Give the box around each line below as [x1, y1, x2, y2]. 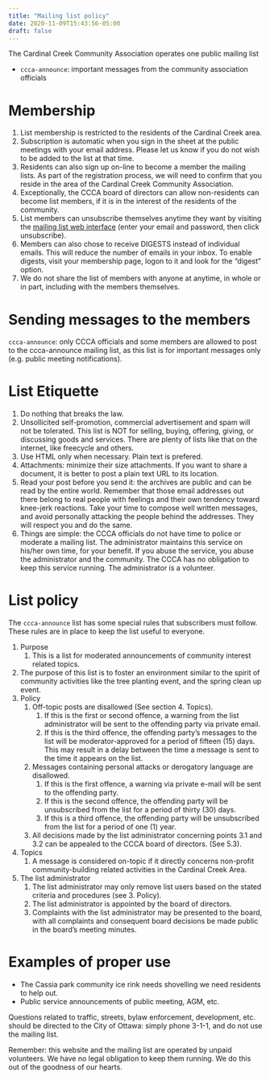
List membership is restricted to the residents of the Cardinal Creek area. [19, 128, 262, 138]
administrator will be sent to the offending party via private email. [44, 719, 261, 729]
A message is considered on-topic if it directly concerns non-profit [31, 856, 255, 866]
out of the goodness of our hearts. [8, 1062, 123, 1072]
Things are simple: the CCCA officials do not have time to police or [19, 529, 242, 538]
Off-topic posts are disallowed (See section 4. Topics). [31, 702, 214, 712]
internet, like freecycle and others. [19, 443, 135, 453]
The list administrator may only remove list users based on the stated [31, 882, 262, 891]
